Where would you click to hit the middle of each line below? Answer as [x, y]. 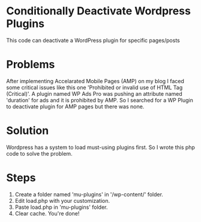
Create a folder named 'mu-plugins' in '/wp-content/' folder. [89, 194]
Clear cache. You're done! [47, 213]
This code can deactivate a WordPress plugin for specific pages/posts [93, 40]
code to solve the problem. [40, 153]
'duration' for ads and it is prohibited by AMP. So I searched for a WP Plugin [100, 100]
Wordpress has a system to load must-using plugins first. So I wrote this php [100, 147]
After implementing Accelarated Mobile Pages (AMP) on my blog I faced [95, 81]
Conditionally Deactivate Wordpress [98, 11]
